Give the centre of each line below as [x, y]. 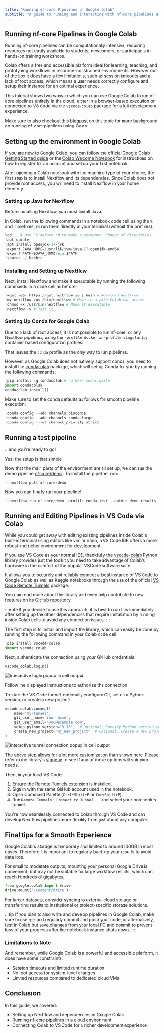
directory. [15, 189]
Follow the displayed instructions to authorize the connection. [67, 685]
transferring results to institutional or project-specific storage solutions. [77, 905]
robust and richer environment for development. [53, 546]
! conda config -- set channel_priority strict [52, 422]
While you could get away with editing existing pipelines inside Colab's [76, 535]
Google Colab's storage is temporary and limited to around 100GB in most [79, 846]
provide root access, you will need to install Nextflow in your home [72, 183]
